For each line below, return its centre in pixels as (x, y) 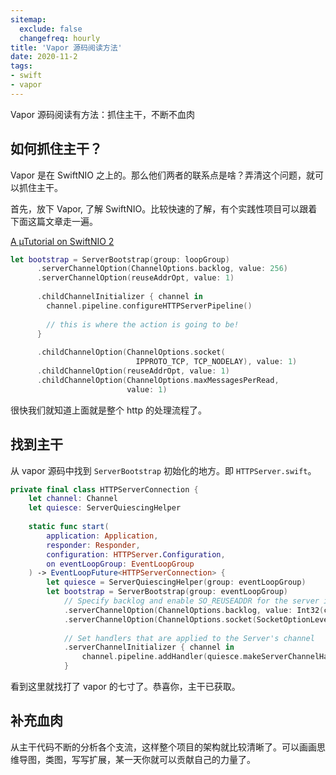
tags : (21, 66)
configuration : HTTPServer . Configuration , (136, 554)
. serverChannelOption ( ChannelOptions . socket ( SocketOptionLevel (198, 619)
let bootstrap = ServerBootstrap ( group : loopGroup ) (120, 259)
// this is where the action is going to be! (143, 324)
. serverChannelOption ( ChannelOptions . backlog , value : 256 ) (162, 269)
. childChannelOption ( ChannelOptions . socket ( (131, 352)
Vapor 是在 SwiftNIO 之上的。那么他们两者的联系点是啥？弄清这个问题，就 (162, 175)
